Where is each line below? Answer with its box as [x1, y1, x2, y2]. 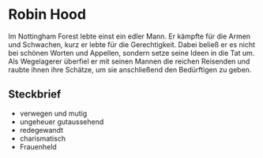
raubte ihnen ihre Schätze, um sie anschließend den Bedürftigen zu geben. [8, 64, 252, 74]
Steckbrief [8, 88, 62, 101]
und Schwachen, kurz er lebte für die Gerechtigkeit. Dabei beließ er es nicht [8, 39, 255, 49]
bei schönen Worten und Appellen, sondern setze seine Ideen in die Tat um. [8, 48, 255, 57]
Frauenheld [19, 141, 57, 151]
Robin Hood [8, 6, 87, 24]
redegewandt [19, 125, 64, 134]
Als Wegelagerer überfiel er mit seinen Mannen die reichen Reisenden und [8, 57, 250, 66]
